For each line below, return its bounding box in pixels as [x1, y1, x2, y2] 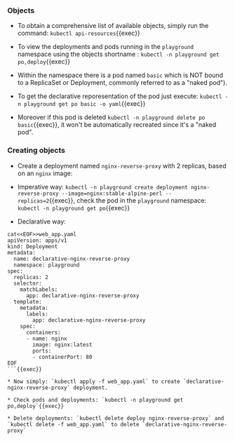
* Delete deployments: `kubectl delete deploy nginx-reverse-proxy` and [7, 414, 224, 422]
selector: [13, 280, 42, 287]
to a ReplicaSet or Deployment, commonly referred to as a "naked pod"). [17, 79, 228, 87]
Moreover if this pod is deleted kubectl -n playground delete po [17, 113, 206, 121]
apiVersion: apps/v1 [7, 237, 68, 244]
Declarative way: [17, 217, 67, 226]
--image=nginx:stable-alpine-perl [62, 190, 163, 197]
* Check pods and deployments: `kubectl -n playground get [7, 396, 184, 403]
